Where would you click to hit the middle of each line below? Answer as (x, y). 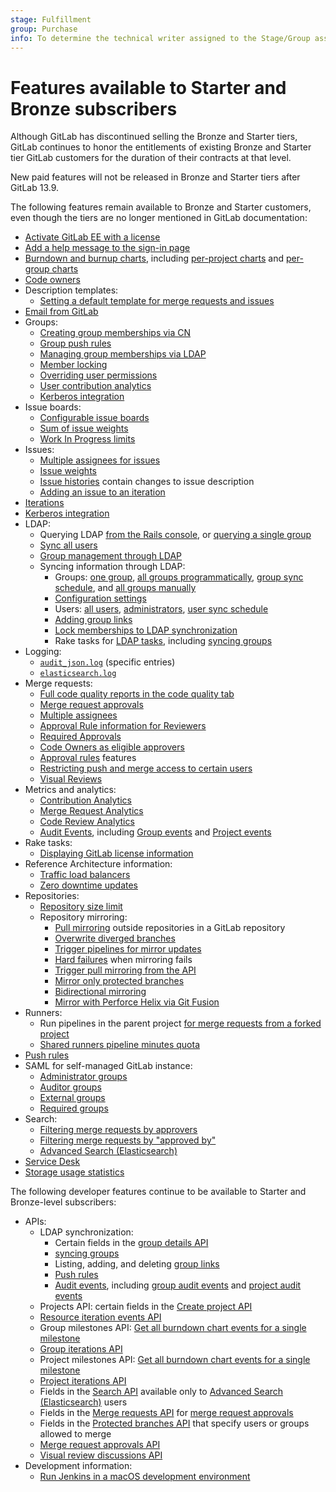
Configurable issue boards (94, 418)
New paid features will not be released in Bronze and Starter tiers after (155, 177)
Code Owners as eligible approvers (112, 747)
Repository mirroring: (83, 917)
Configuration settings (100, 598)
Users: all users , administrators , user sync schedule (161, 609)
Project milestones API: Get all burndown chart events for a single (175, 1360)
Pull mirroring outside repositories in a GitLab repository (170, 928)
